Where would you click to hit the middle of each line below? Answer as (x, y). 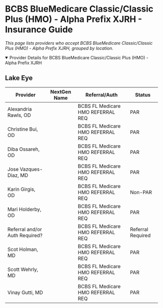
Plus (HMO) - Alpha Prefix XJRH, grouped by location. (59, 48)
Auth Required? (25, 235)
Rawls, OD (19, 115)
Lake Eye (19, 78)
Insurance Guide (39, 30)
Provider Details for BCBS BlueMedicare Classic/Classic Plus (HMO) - (79, 57)
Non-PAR (141, 192)
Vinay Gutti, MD (25, 292)
